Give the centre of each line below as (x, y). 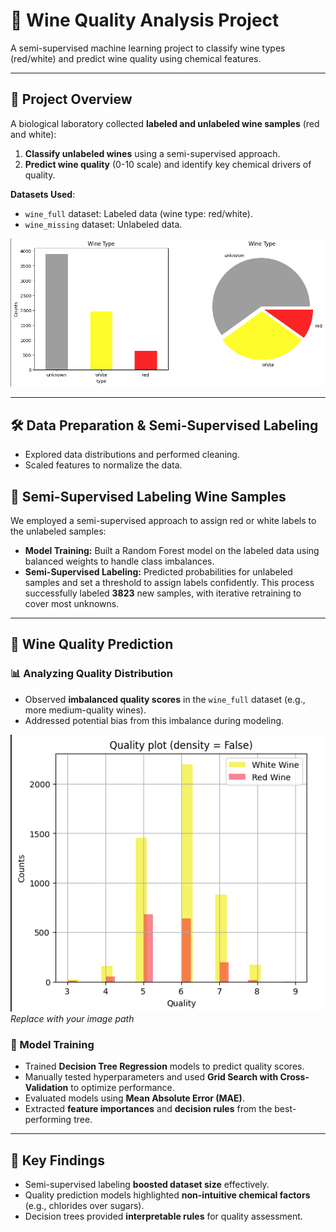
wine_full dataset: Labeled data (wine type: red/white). (138, 213)
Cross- (294, 1077)
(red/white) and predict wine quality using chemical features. (136, 58)
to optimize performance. (122, 1088)
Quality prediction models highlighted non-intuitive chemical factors (167, 1195)
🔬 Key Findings (57, 1160)
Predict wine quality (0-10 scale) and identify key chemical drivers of (168, 164)
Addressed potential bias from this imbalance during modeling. (154, 720)
